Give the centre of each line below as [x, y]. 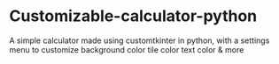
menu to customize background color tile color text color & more [127, 49]
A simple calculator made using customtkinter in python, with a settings [139, 40]
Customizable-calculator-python [133, 16]
